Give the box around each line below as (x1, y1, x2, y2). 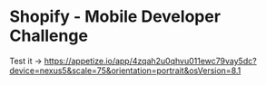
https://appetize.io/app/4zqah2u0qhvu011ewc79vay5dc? (44, 55, 257, 66)
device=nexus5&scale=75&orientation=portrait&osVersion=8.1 (9, 65, 241, 76)
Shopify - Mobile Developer (9, 6, 221, 27)
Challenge (9, 25, 89, 46)
